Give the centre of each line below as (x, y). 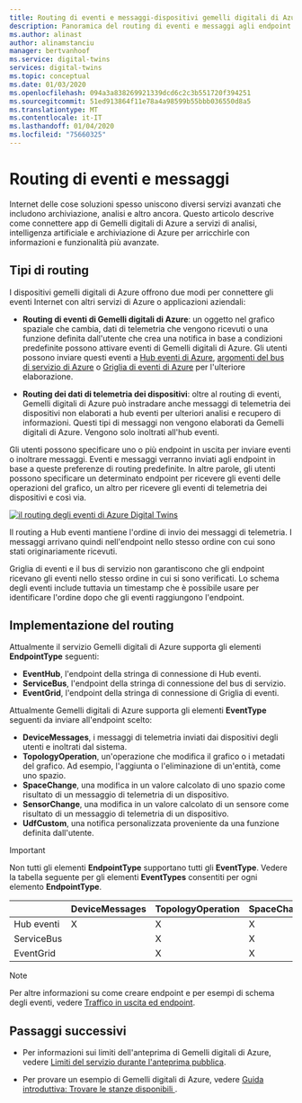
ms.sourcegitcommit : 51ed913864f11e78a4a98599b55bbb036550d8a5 (130, 101)
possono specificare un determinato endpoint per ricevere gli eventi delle (145, 478)
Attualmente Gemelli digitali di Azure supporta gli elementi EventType (138, 710)
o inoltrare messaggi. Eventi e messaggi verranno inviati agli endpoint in (142, 458)
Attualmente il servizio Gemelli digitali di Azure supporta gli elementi (135, 647)
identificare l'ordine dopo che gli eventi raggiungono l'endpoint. (127, 597)
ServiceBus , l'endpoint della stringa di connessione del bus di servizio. (154, 683)
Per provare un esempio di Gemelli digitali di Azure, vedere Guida (143, 1080)
